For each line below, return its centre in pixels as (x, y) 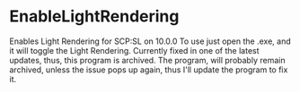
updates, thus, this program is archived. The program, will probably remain (147, 60)
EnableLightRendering (94, 17)
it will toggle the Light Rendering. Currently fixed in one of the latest (134, 50)
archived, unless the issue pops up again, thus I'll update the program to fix (149, 70)
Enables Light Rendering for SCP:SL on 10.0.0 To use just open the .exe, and (150, 41)
